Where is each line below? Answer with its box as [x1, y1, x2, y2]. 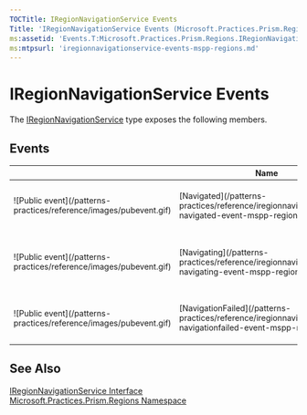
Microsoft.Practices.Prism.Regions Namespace [9, 395, 187, 406]
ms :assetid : [9, 34, 55, 43]
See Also [9, 361, 61, 377]
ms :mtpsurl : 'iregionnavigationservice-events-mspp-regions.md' [9, 44, 259, 53]
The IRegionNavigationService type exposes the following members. [9, 114, 268, 125]
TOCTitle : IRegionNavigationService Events [9, 15, 178, 24]
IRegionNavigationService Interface [9, 385, 143, 396]
